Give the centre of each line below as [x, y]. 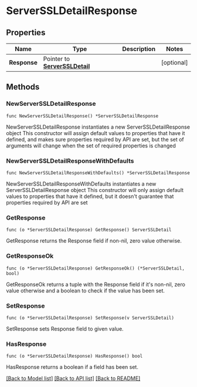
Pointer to [57, 59]
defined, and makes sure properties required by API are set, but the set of [95, 139]
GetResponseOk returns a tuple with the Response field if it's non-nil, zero [96, 284]
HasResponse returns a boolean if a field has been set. [72, 367]
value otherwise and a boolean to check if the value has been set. [86, 290]
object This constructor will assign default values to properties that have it [96, 133]
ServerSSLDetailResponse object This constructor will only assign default [95, 190]
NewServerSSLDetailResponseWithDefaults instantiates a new [81, 184]
